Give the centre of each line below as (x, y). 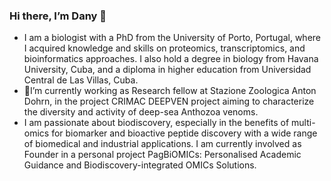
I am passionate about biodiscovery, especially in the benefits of (156, 123)
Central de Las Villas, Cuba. (81, 80)
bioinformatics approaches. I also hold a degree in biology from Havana (171, 59)
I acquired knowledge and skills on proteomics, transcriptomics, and (164, 48)
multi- (303, 123)
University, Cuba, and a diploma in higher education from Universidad (167, 70)
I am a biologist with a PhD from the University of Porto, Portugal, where (172, 38)
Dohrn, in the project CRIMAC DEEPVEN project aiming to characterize (169, 101)
